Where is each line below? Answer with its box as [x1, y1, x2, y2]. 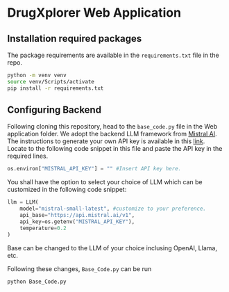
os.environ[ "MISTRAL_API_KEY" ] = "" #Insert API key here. [7, 165, 182, 172]
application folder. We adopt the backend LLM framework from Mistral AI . [7, 130, 217, 138]
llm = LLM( [7, 199, 39, 206]
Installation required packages [7, 33, 142, 44]
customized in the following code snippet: [7, 186, 127, 194]
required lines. [7, 152, 49, 161]
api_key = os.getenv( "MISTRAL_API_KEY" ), [19, 218, 135, 225]
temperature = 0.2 [19, 225, 67, 232]
